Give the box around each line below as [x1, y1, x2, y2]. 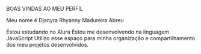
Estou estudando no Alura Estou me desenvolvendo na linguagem [6, 28, 170, 35]
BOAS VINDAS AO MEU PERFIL [6, 5, 83, 12]
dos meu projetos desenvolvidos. [6, 41, 89, 48]
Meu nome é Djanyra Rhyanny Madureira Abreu [6, 17, 125, 23]
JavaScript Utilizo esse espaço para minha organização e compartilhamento [6, 35, 196, 41]
